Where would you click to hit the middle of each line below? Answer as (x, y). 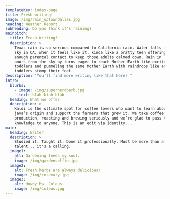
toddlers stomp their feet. (44, 71)
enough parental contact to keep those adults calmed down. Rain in (88, 57)
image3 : (18, 180)
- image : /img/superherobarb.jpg (50, 90)
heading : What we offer (35, 99)
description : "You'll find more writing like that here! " (69, 76)
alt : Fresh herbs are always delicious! (57, 170)
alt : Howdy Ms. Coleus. (39, 184)
